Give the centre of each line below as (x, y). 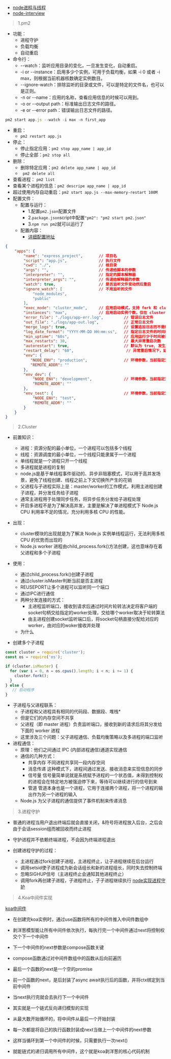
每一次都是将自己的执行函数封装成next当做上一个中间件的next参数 (82, 1030)
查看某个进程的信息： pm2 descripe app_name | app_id (69, 186)
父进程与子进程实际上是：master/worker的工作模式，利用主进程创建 (91, 487)
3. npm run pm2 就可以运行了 (56, 224)
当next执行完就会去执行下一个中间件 (51, 997)
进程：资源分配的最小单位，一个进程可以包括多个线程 (76, 448)
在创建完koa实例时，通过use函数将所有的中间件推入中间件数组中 (80, 919)
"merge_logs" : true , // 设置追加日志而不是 (94, 327)
